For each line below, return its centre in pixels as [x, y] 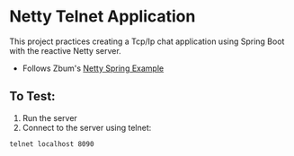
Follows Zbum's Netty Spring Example [93, 68]
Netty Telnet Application [102, 17]
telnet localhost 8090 [52, 144]
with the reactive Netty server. [65, 50]
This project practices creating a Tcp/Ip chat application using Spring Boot [147, 41]
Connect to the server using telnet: [87, 127]
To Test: [32, 96]
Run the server [50, 117]
